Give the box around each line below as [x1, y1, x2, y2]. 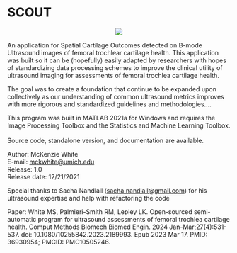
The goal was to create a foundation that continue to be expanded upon [7, 84, 217, 93]
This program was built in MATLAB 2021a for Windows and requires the [7, 113, 216, 122]
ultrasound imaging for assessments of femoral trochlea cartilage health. [7, 71, 219, 79]
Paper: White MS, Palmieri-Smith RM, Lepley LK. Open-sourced [7, 207, 192, 216]
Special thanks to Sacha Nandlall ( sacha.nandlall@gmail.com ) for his [7, 186, 207, 195]
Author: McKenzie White [7, 150, 79, 158]
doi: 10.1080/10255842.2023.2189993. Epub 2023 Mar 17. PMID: [21, 230, 208, 238]
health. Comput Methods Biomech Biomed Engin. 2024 [7, 223, 168, 231]
